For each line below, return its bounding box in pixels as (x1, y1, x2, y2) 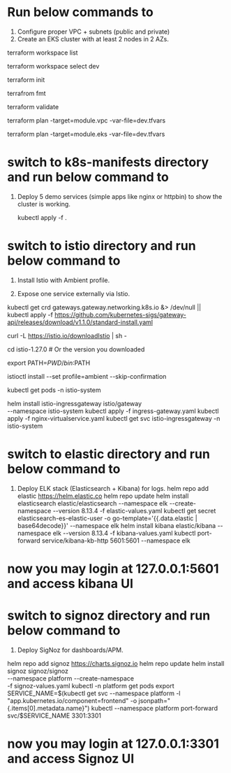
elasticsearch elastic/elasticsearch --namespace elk (17, 499, 168, 508)
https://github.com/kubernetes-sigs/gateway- (54, 310, 186, 319)
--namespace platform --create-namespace (7, 674, 135, 683)
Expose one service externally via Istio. (17, 289, 131, 298)
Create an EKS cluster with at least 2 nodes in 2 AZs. (17, 34, 169, 43)
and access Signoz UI (7, 751, 135, 767)
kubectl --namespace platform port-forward (91, 704, 218, 712)
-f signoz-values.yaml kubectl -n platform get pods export (7, 681, 174, 690)
